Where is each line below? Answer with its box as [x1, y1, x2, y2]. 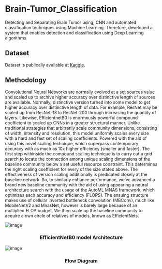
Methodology [5, 76, 47, 84]
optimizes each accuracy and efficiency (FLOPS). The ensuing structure [5, 192, 149, 198]
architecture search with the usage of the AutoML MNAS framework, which [5, 187, 155, 193]
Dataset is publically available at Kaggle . [5, 62, 86, 67]
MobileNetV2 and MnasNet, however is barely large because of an [5, 202, 138, 208]
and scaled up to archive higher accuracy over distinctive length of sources [5, 94, 156, 100]
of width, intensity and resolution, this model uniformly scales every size [5, 130, 149, 136]
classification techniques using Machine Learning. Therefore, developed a [5, 24, 153, 30]
